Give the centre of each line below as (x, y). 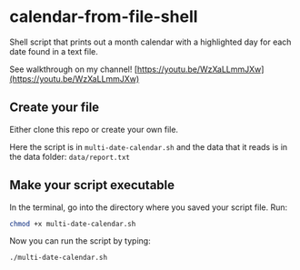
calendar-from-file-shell (104, 17)
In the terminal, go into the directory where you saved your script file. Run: (149, 207)
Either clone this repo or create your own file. (94, 129)
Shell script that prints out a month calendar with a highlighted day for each (150, 42)
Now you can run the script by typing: (80, 241)
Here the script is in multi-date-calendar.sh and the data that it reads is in (149, 146)
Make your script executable (92, 185)
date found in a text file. (54, 51)
